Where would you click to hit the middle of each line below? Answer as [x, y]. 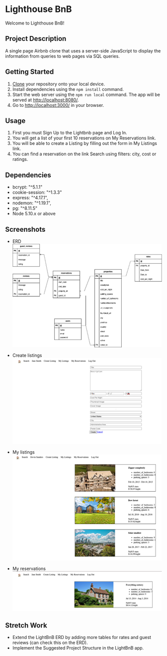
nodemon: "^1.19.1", [32, 203]
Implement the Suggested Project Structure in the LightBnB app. [78, 648]
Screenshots [25, 229]
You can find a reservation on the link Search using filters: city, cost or [84, 154]
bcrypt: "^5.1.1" [27, 187]
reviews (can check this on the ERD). [50, 643]
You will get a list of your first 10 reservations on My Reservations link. [84, 138]
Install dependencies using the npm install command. [68, 89]
